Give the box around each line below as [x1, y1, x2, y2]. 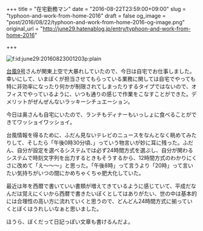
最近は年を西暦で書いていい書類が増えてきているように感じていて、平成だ [6, 182, 191, 190]
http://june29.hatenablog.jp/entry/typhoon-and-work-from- [42, 25, 191, 32]
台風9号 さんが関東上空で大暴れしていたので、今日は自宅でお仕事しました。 [6, 67, 195, 75]
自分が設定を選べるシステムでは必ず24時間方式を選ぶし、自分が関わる [16, 147, 193, 154]
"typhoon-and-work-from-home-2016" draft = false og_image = [6, 12, 167, 19]
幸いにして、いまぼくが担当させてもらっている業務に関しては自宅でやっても [6, 75, 196, 82]
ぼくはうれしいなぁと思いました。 [16, 205, 102, 212]
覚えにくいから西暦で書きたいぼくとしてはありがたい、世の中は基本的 [22, 190, 198, 197]
